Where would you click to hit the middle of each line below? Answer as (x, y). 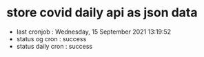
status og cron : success (51, 38)
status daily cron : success (54, 46)
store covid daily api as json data (102, 13)
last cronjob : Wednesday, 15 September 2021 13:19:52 (94, 32)
